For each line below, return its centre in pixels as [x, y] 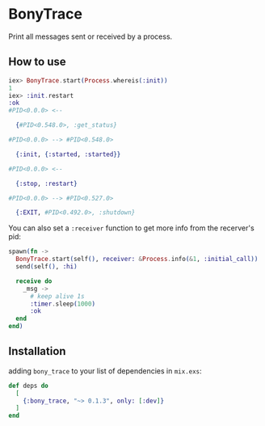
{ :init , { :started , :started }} [68, 154]
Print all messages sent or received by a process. [90, 36]
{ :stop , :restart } [47, 183]
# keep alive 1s [57, 296]
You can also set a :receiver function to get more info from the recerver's [131, 228]
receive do [34, 281]
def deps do [28, 386]
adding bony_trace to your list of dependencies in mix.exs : [105, 371]
